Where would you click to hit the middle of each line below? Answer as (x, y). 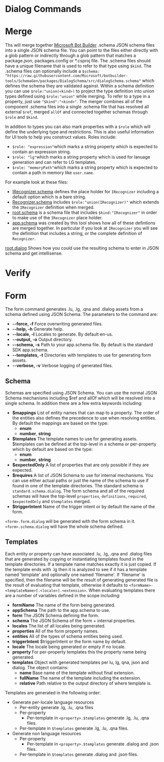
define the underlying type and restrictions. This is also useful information (80, 132)
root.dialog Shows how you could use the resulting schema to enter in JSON (82, 248)
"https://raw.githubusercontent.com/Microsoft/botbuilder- (67, 76)
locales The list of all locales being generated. (59, 626)
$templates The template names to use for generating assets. (75, 439)
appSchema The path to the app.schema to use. (61, 610)
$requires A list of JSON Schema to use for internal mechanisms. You (82, 475)
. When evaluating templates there (120, 590)
